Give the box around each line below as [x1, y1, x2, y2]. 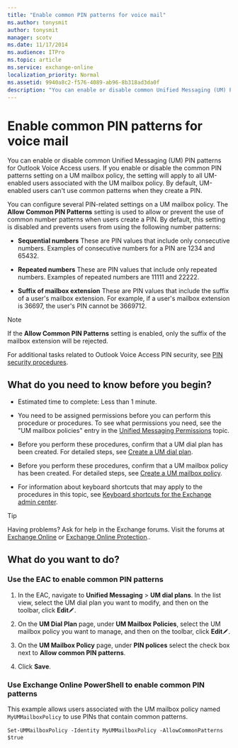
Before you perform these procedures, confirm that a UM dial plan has [17, 440, 223, 449]
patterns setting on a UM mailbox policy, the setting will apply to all [7, 171, 203, 180]
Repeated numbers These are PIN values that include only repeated [17, 265, 217, 274]
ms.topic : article [7, 57, 62, 64]
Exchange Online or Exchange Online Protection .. [7, 533, 151, 541]
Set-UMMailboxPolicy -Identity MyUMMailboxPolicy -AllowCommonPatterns [7, 727, 223, 735]
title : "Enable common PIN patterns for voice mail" [7, 11, 166, 18]
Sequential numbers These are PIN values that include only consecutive [17, 236, 230, 245]
